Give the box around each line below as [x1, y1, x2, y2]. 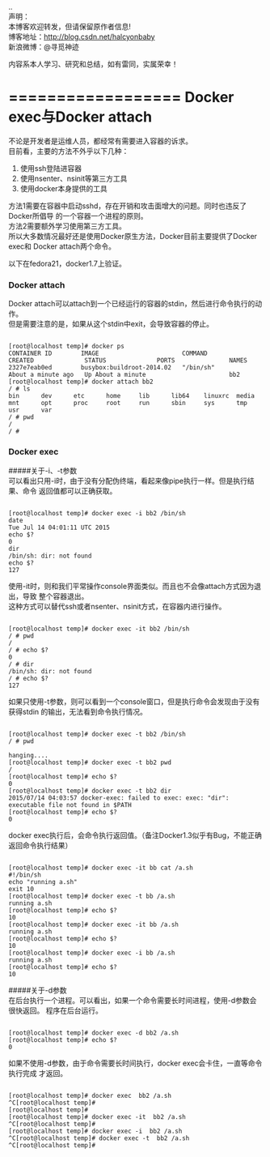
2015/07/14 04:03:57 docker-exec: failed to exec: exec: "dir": [8, 793, 230, 802]
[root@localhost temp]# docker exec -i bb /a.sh [8, 949, 175, 957]
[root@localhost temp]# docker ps [8, 343, 125, 351]
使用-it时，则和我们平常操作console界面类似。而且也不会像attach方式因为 [8, 581, 255, 591]
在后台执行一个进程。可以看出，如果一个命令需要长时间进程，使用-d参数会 [8, 995, 257, 1005]
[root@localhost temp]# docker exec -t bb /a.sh [8, 892, 175, 900]
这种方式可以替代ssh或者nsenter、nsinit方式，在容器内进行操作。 [8, 601, 226, 611]
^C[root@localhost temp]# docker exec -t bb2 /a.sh [8, 1134, 190, 1142]
